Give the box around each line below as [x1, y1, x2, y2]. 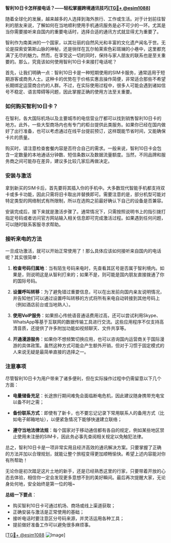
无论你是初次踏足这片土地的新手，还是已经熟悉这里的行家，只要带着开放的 [5, 468, 161, 474]
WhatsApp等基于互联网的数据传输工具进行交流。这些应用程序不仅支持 [12, 319, 160, 325]
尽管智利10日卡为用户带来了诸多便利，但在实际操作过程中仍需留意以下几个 [5, 375, 162, 381]
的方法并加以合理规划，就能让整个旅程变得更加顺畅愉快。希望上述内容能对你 [5, 451, 166, 457]
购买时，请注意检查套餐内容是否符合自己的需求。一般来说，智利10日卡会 [5, 145, 157, 151]
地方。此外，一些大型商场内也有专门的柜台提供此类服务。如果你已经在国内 [5, 122, 161, 128]
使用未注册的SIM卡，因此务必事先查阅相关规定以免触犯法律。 [17, 434, 146, 440]
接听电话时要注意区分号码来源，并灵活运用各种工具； [12, 515, 125, 522]
